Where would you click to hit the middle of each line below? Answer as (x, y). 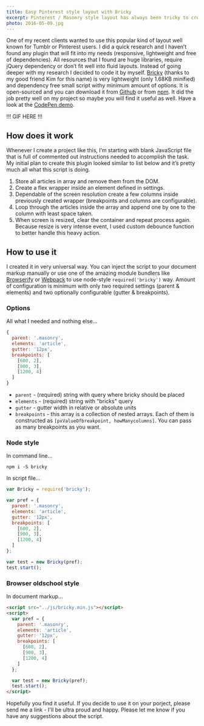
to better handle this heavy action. (58, 233)
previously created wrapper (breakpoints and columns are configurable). (106, 201)
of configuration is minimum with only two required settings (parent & (93, 286)
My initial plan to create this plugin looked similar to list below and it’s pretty (101, 163)
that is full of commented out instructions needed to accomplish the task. (98, 157)
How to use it (32, 252)
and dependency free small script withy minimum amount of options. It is (97, 86)
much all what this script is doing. (48, 170)
